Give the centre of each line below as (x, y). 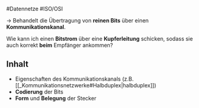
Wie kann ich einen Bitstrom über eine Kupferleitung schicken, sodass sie (99, 39)
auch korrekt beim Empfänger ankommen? (60, 45)
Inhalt (17, 64)
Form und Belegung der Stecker (56, 98)
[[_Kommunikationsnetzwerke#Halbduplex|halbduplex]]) (86, 85)
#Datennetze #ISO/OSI (35, 9)
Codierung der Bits (39, 92)
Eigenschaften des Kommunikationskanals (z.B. (74, 79)
